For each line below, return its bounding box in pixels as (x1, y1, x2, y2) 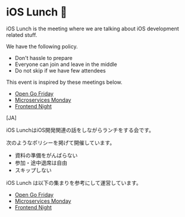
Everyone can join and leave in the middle (14, 61, 117, 68)
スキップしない (14, 166, 52, 174)
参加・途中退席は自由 (14, 159, 67, 166)
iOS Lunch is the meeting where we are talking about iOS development (6, 25, 180, 32)
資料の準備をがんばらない (14, 152, 78, 159)
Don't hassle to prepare (14, 54, 73, 61)
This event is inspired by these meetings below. (6, 78, 123, 86)
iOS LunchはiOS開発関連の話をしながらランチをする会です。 (6, 126, 155, 133)
